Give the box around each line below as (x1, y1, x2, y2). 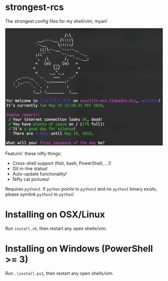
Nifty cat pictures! (12, 176, 50, 182)
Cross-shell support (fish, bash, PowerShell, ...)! (12, 160, 111, 166)
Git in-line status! (12, 166, 48, 172)
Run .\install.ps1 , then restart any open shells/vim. (5, 270, 114, 276)
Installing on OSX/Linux (5, 209, 105, 220)
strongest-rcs (5, 2, 64, 13)
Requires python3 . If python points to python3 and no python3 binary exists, (5, 186, 157, 192)
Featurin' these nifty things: (5, 151, 61, 157)
